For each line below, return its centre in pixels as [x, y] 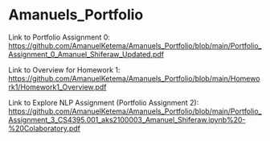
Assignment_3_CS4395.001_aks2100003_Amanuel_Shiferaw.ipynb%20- [127, 119]
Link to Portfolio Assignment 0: [59, 37]
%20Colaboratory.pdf [45, 128]
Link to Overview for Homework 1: [64, 69]
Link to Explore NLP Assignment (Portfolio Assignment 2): [104, 102]
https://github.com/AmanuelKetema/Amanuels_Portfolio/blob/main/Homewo [134, 78]
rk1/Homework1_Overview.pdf [57, 87]
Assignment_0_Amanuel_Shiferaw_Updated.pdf [86, 54]
